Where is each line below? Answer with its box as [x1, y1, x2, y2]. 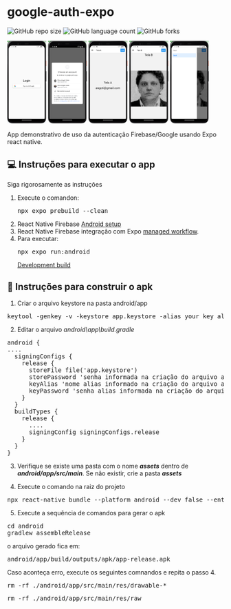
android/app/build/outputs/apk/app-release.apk [7, 555, 170, 564]
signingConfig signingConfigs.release [28, 429, 160, 436]
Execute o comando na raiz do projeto [16, 483, 126, 491]
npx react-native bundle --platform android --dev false [7, 496, 203, 504]
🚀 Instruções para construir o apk [7, 280, 153, 293]
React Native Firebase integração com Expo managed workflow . [16, 227, 199, 236]
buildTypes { [14, 408, 58, 415]
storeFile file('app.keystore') [28, 367, 138, 374]
